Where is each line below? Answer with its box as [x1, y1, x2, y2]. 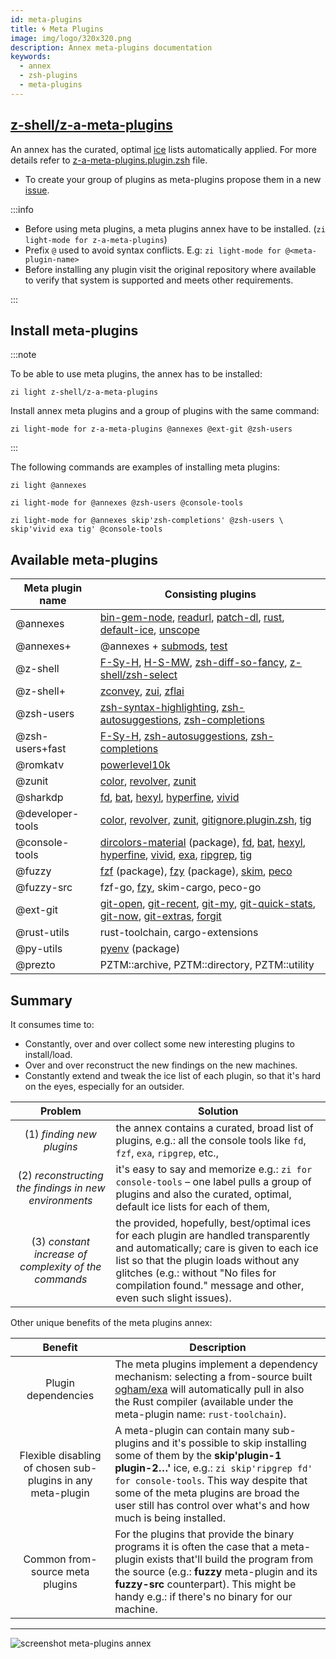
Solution [198, 1104, 239, 1118]
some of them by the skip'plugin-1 [114, 1449, 282, 1462]
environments [28, 1194, 93, 1207]
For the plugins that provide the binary [114, 1527, 295, 1541]
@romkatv [15, 758, 65, 772]
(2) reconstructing [17, 1169, 104, 1182]
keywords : [10, 52, 52, 62]
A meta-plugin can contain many [114, 1424, 270, 1437]
